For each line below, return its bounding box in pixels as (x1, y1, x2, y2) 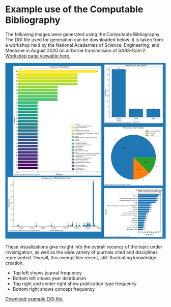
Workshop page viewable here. (5, 52, 71, 59)
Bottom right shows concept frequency (12, 286, 95, 292)
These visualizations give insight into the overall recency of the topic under (5, 243, 163, 250)
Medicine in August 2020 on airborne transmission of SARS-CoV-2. (5, 47, 147, 53)
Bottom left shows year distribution (12, 275, 87, 281)
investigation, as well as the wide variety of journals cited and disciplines (5, 249, 158, 255)
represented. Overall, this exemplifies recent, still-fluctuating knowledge (5, 254, 157, 260)
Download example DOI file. (5, 296, 64, 302)
